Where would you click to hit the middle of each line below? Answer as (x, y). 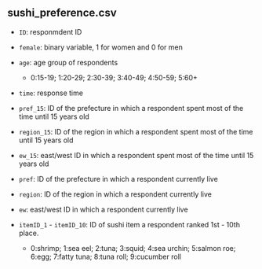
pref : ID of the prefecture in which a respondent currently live (118, 179)
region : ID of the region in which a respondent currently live (115, 194)
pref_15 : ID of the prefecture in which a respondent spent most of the (131, 108)
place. (29, 233)
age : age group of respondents (68, 62)
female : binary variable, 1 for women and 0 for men (101, 47)
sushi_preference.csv (62, 13)
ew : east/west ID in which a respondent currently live (104, 209)
